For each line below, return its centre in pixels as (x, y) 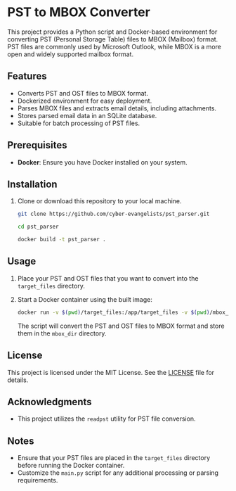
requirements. (38, 480)
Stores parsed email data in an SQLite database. (87, 115)
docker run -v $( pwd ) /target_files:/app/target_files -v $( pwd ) (113, 312)
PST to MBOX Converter (79, 12)
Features (27, 76)
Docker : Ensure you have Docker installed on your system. (102, 162)
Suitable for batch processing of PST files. (79, 123)
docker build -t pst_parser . (62, 240)
